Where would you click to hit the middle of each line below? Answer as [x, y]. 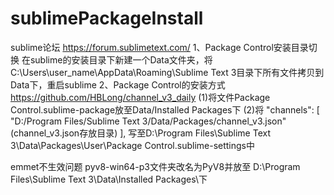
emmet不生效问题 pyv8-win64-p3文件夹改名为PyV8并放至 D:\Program [155, 166]
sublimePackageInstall [107, 18]
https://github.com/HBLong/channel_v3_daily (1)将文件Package [140, 97]
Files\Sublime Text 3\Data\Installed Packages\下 [109, 179]
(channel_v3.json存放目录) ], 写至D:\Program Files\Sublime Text [141, 133]
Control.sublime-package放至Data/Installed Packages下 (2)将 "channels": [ [165, 109]
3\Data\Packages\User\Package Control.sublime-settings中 [133, 145]
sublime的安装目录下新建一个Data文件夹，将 [121, 59]
